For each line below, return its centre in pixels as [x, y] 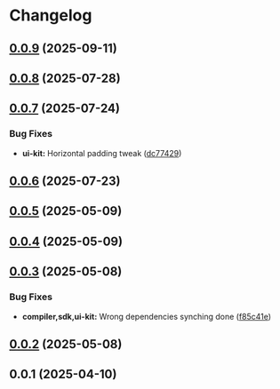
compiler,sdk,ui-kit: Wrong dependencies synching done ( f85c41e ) [147, 316]
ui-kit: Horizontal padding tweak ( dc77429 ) [102, 153]
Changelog [51, 16]
